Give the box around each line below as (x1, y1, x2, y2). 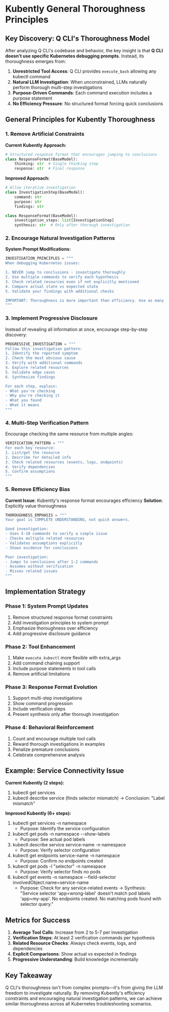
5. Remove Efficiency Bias (5, 486, 70, 493)
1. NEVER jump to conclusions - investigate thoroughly (5, 270, 125, 275)
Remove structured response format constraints (12, 614, 113, 620)
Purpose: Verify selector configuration (20, 847, 100, 853)
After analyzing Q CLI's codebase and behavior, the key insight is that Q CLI (5, 48, 163, 53)
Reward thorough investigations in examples (12, 741, 105, 747)
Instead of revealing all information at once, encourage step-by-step (5, 326, 148, 332)
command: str (14, 194, 42, 200)
